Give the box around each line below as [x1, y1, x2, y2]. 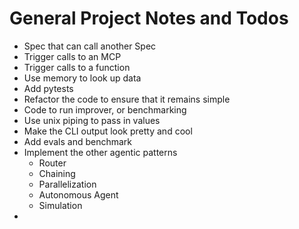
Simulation [38, 199, 83, 211]
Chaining [38, 167, 76, 179]
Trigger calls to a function [23, 61, 131, 73]
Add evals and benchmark [23, 135, 133, 147]
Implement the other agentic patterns [23, 146, 178, 158]
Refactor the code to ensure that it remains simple [23, 93, 231, 105]
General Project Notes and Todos [9, 7, 289, 30]
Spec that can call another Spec [23, 40, 157, 52]
